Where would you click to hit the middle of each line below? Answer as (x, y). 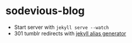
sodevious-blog (45, 11)
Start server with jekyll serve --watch (62, 27)
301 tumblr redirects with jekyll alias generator (70, 33)
